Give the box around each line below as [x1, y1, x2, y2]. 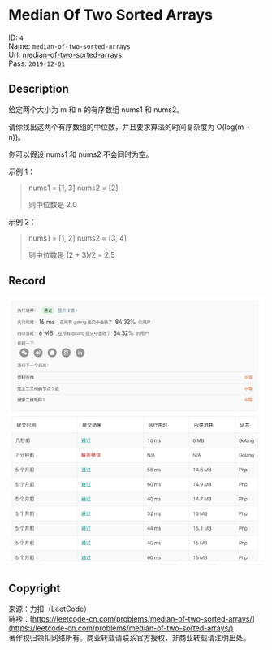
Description [8, 82, 69, 96]
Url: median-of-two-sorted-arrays [8, 50, 123, 59]
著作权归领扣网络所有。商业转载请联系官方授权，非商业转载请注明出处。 [8, 633, 250, 643]
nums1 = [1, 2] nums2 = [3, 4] [28, 233, 127, 243]
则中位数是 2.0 [28, 199, 77, 209]
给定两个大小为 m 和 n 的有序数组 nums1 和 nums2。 [8, 104, 184, 115]
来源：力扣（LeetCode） [8, 604, 92, 614]
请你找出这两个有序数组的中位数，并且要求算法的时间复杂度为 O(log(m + [8, 122, 251, 132]
